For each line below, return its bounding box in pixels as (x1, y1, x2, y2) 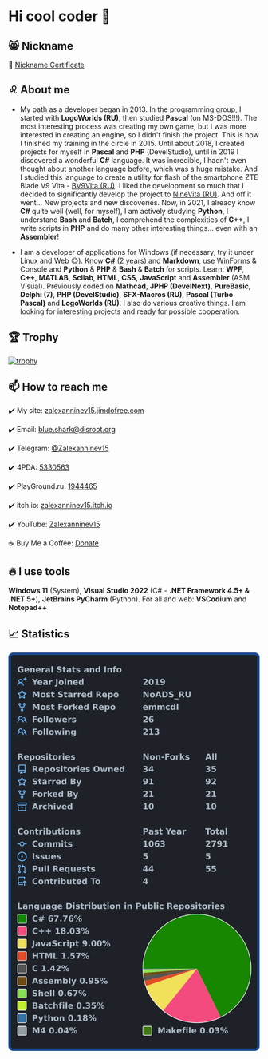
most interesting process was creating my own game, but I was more (19, 121, 247, 131)
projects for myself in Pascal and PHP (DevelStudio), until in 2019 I (19, 147, 239, 157)
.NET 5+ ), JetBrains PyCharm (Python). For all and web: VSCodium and (8, 594, 247, 604)
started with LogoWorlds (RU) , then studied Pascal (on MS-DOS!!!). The (19, 113, 258, 122)
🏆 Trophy (8, 331, 59, 344)
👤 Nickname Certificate (8, 60, 85, 69)
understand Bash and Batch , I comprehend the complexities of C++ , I (19, 215, 250, 224)
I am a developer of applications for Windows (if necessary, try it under (19, 247, 254, 256)
